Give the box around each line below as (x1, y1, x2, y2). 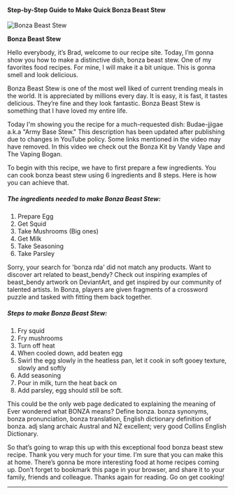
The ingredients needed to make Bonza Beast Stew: (7, 194, 161, 203)
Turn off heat (17, 341, 55, 350)
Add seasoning (17, 372, 62, 380)
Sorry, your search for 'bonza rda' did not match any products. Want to (7, 263, 212, 271)
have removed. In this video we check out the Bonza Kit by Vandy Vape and (7, 142, 225, 151)
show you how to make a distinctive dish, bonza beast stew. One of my (7, 56, 212, 65)
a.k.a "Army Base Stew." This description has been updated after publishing (7, 128, 225, 136)
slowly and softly (17, 364, 66, 372)
